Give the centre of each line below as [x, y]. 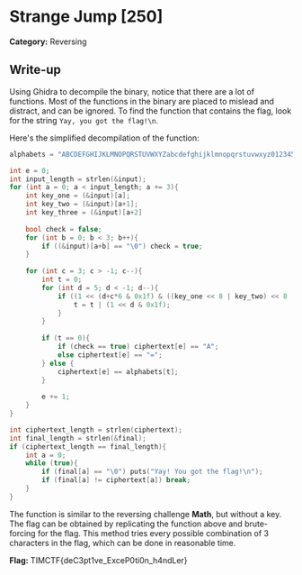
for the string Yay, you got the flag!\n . [84, 120]
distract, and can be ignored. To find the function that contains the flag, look [151, 111]
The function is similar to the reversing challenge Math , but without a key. [146, 514]
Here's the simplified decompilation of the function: [104, 138]
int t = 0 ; [62, 279]
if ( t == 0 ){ [66, 338]
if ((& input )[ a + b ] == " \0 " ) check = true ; [122, 246]
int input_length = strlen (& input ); [78, 179]
